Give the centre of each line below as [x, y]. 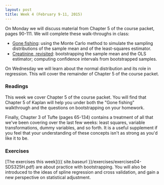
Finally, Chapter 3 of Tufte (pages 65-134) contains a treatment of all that [79, 117]
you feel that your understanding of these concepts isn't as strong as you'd [82, 133]
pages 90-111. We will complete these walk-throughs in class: [67, 34]
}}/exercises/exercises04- [115, 162]
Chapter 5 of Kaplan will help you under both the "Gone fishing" [70, 102]
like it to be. [17, 138]
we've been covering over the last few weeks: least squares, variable [75, 122]
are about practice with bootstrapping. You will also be [91, 167]
